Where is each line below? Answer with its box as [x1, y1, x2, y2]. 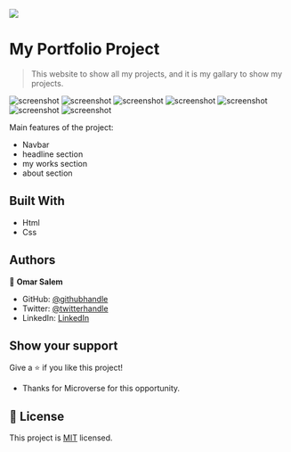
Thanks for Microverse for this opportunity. [21, 383, 181, 394]
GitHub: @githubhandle [21, 293, 109, 304]
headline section [21, 148, 84, 160]
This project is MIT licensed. [9, 432, 113, 443]
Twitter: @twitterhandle [21, 303, 109, 314]
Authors [9, 252, 56, 267]
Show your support [9, 338, 118, 353]
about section [21, 168, 73, 178]
